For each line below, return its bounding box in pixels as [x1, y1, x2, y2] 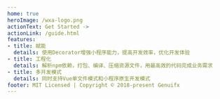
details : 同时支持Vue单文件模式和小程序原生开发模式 [13, 75, 151, 82]
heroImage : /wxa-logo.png [7, 17, 83, 24]
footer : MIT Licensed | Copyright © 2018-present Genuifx [7, 82, 180, 89]
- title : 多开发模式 [7, 68, 62, 75]
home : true [7, 10, 39, 17]
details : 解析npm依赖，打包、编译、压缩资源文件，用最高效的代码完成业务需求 [13, 62, 213, 69]
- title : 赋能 [7, 43, 47, 49]
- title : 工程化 [7, 56, 52, 63]
